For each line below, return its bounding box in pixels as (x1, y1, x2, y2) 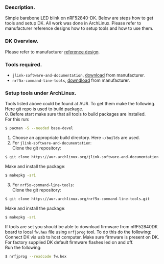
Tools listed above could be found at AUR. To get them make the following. (5, 101, 156, 107)
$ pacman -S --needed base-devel (5, 126, 73, 131)
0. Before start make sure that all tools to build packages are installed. (5, 111, 146, 117)
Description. (5, 4, 35, 11)
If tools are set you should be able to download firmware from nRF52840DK (5, 223, 158, 229)
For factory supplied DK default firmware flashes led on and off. (5, 239, 134, 245)
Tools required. (5, 61, 42, 68)
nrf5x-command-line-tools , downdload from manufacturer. (12, 77, 130, 83)
